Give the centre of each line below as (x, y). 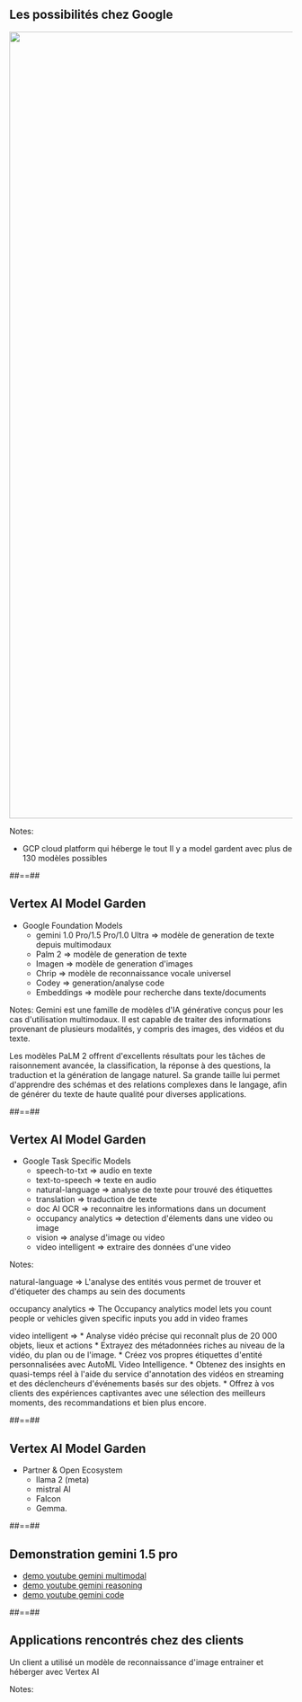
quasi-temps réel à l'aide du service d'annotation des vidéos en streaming (147, 1374)
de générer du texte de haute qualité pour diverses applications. (128, 1094)
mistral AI (53, 1489)
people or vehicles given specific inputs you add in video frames (129, 1319)
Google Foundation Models (72, 925)
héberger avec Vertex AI (54, 1671)
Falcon (48, 1499)
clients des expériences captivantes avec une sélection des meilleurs (138, 1394)
